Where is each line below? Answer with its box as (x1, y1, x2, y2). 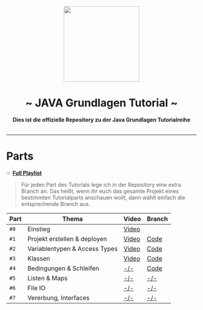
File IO (27, 283, 46, 292)
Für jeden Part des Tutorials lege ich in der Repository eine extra (21, 181, 181, 188)
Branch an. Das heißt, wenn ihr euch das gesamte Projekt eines (21, 187, 179, 195)
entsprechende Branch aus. (21, 200, 91, 207)
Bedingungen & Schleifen (27, 264, 100, 273)
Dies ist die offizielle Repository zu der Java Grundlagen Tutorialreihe (12, 116, 191, 123)
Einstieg (27, 225, 50, 233)
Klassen (27, 254, 50, 262)
